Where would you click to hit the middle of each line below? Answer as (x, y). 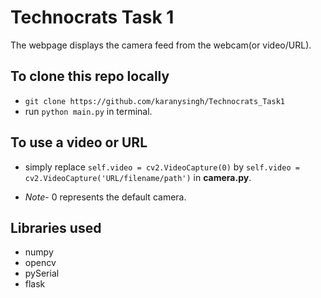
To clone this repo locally (90, 76)
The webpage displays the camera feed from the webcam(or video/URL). (161, 45)
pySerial (42, 273)
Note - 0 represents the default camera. (105, 197)
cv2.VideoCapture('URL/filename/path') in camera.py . (138, 177)
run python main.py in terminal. (88, 111)
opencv (40, 263)
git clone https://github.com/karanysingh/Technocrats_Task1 (155, 101)
